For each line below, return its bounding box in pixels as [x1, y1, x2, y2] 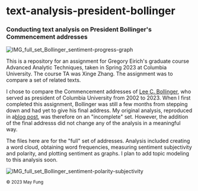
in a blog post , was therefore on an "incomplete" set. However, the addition [6, 113, 189, 120]
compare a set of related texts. [6, 77, 81, 84]
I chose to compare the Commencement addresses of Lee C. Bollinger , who [6, 88, 191, 95]
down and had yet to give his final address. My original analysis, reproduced [6, 107, 193, 114]
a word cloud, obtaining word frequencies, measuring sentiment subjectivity [6, 144, 193, 151]
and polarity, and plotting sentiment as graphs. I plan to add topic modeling [6, 150, 190, 157]
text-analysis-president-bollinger [6, 4, 176, 18]
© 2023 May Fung [6, 179, 44, 185]
